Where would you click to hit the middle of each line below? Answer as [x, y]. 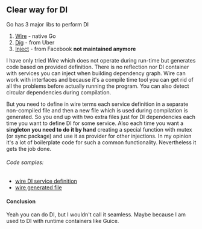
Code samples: [25, 162]
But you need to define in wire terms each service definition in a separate [97, 104]
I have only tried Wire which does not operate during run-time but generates [101, 60]
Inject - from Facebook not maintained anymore [75, 49]
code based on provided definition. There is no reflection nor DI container [98, 67]
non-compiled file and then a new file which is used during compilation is [97, 110]
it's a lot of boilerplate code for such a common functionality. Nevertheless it [101, 142]
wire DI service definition [46, 181]
